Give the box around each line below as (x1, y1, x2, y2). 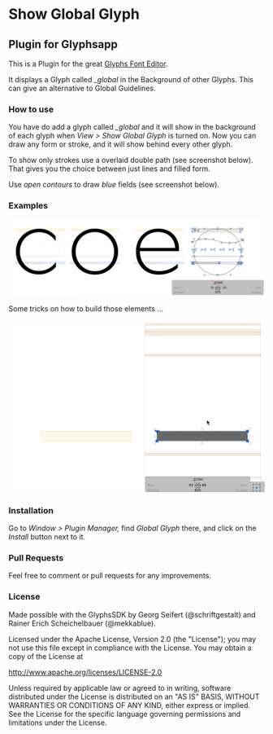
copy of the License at (8, 651, 84, 661)
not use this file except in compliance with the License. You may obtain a (8, 643, 252, 653)
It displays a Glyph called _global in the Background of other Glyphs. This (8, 75, 253, 84)
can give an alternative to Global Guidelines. (8, 83, 156, 93)
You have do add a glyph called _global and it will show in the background (8, 122, 256, 132)
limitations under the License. (8, 718, 107, 727)
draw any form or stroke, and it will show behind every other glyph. (8, 139, 233, 149)
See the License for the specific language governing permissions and (8, 709, 241, 719)
